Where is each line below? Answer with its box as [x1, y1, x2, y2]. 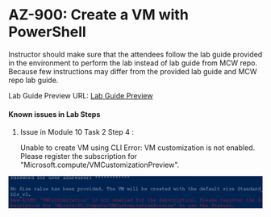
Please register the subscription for [19, 152, 138, 161]
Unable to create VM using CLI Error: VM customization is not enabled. [19, 143, 256, 152]
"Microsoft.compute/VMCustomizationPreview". [19, 160, 180, 170]
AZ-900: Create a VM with [8, 6, 190, 24]
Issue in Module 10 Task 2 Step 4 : [19, 127, 135, 137]
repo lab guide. [8, 75, 59, 85]
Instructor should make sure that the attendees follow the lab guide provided [8, 49, 263, 59]
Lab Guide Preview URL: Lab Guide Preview [8, 90, 153, 100]
